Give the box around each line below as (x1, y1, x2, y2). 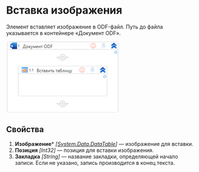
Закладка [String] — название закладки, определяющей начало (14, 152, 178, 160)
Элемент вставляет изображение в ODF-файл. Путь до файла (6, 23, 163, 30)
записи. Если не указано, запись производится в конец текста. (14, 159, 175, 166)
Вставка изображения (6, 4, 123, 17)
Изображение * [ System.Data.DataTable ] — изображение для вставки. (14, 140, 194, 147)
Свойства (6, 125, 45, 135)
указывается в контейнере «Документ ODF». (6, 29, 121, 36)
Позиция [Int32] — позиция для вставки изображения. (14, 146, 154, 154)
